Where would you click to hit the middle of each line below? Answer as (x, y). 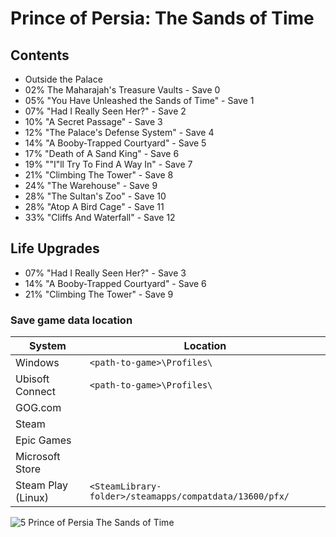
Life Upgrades (55, 248)
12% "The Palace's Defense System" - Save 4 (119, 132)
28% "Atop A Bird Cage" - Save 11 (94, 206)
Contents (40, 55)
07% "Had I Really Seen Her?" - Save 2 (105, 111)
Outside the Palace (63, 79)
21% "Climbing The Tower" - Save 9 (99, 294)
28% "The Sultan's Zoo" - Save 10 (95, 196)
